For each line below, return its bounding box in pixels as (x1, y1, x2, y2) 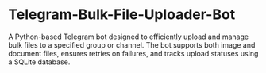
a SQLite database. (8, 57, 71, 67)
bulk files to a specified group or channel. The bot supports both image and (8, 40, 256, 49)
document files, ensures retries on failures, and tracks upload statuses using (8, 48, 259, 58)
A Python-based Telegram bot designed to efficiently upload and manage (8, 32, 249, 41)
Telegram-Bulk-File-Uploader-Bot (8, 6, 236, 24)
